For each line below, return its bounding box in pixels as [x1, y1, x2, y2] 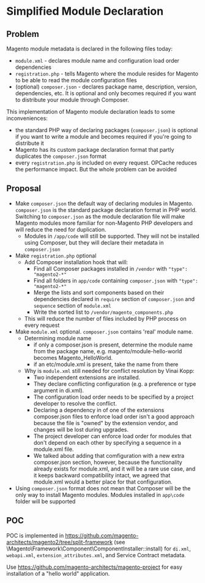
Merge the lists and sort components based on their [33, 289, 165, 296]
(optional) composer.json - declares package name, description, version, [15, 83, 198, 90]
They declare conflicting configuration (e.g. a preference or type [33, 380, 196, 388]
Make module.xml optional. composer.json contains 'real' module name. [15, 327, 193, 335]
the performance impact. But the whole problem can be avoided [15, 166, 177, 173]
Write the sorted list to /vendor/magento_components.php [33, 308, 173, 316]
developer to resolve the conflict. [33, 399, 117, 407]
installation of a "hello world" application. [6, 569, 110, 577]
